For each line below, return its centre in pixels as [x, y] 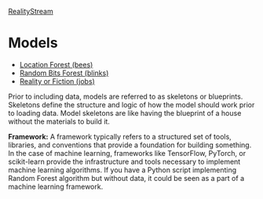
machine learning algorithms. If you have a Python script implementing [122, 170]
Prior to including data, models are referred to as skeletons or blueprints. [126, 96]
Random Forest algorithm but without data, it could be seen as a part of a [126, 178]
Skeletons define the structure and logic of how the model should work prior [131, 104]
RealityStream [31, 11]
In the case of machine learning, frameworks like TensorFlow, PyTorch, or [127, 153]
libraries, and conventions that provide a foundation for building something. [130, 145]
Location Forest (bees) [56, 64]
